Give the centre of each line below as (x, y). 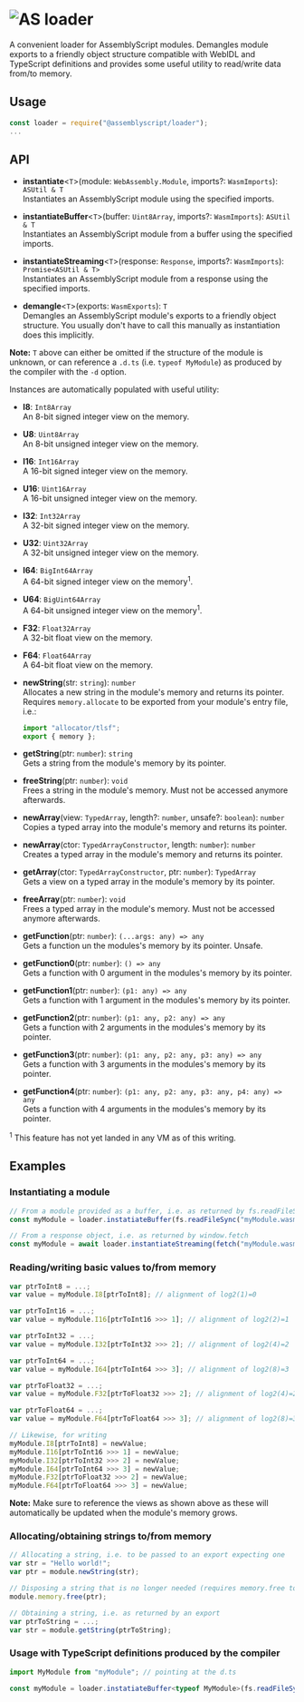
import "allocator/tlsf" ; (71, 728)
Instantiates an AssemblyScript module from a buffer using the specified (157, 234)
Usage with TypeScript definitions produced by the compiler (145, 1653)
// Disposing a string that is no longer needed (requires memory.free (147, 1589)
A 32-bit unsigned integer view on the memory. (110, 553)
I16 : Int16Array (51, 462)
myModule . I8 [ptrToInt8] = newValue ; (78, 1443)
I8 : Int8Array (47, 407)
